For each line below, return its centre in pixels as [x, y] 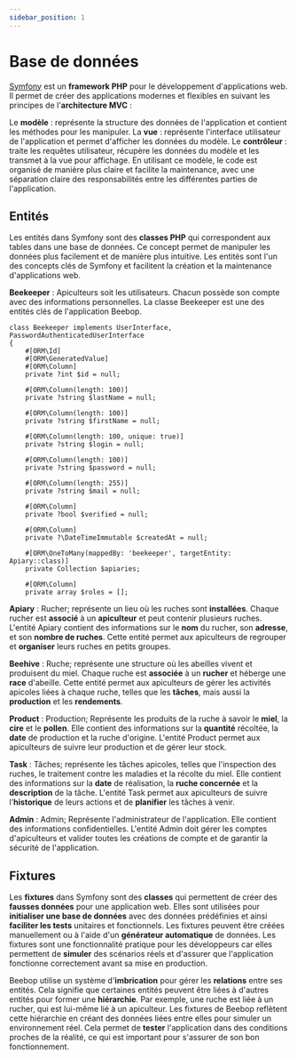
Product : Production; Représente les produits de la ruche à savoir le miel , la [148, 719]
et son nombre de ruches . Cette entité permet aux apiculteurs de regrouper [148, 638]
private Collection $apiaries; [83, 569]
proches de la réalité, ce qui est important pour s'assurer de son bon [134, 1038]
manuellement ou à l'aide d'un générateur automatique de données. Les [143, 935]
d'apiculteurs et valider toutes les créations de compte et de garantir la [139, 838]
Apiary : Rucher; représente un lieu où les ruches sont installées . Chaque [144, 609]
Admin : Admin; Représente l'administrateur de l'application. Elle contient [143, 820]
